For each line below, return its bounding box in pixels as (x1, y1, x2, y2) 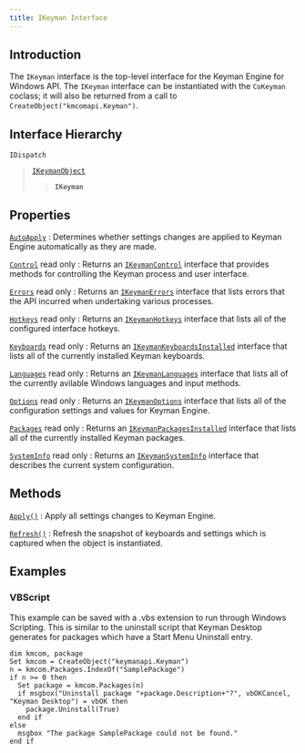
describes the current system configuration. (9, 460, 175, 471)
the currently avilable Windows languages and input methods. (9, 378, 241, 389)
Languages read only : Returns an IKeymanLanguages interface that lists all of (9, 368, 289, 379)
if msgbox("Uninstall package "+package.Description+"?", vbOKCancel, (17, 688, 291, 697)
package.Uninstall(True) (25, 705, 120, 714)
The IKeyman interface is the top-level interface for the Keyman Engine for (9, 71, 285, 82)
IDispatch (9, 151, 47, 160)
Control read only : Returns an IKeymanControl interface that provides (9, 259, 269, 270)
